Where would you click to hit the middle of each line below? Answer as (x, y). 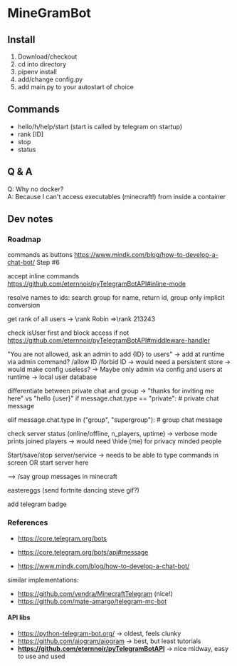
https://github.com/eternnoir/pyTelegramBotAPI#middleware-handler (109, 340)
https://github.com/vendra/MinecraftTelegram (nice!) (95, 593)
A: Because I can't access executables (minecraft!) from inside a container (117, 196)
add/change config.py (50, 79)
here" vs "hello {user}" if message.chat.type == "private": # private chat (113, 398)
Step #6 (48, 263)
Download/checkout (47, 56)
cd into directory (42, 64)
